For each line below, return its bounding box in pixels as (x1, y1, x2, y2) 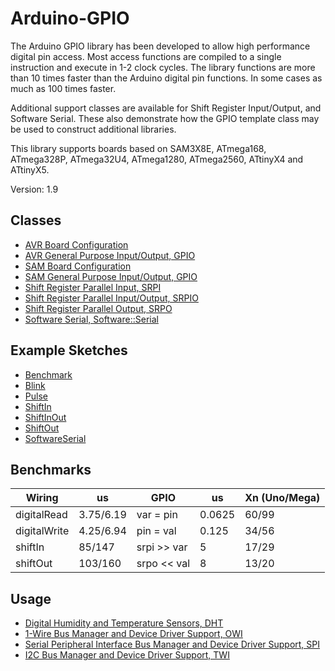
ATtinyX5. (10, 163, 50, 176)
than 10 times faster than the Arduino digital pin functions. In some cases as (10, 72, 323, 84)
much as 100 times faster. (10, 82, 117, 94)
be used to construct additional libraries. (10, 123, 177, 135)
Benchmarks (10, 461, 92, 478)
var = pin (136, 508, 178, 522)
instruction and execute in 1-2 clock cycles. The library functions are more (10, 61, 316, 73)
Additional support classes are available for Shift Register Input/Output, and (10, 102, 322, 114)
